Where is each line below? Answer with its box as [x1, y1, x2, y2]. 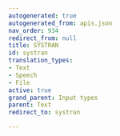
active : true [8, 86, 52, 94]
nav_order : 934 [8, 26, 59, 34]
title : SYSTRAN [8, 42, 59, 50]
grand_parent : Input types [8, 94, 98, 102]
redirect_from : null [8, 34, 78, 42]
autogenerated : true [8, 11, 78, 20]
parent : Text [8, 101, 52, 109]
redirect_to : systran [8, 109, 81, 117]
